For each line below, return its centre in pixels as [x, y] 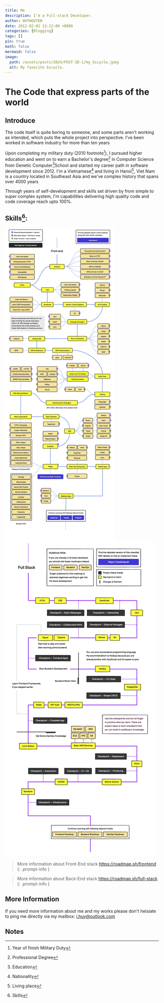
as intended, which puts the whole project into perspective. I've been [74, 138]
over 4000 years [22, 181]
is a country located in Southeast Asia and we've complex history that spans [82, 176]
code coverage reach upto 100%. [39, 201]
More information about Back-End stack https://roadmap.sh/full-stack [87, 878]
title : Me [15, 10]
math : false [17, 47]
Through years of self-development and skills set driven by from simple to [80, 191]
